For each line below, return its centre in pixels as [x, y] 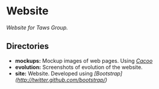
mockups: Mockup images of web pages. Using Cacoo [84, 60]
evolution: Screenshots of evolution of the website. [79, 67]
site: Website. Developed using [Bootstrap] [68, 73]
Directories [28, 46]
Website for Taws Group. [37, 27]
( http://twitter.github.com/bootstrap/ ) [61, 79]
